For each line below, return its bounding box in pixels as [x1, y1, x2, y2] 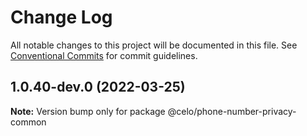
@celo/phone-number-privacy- [167, 105, 297, 117]
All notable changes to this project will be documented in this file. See [10, 39, 298, 51]
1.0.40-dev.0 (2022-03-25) [10, 79, 186, 96]
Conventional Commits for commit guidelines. [10, 49, 198, 61]
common [10, 116, 47, 128]
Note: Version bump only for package [10, 105, 166, 117]
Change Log [10, 6, 113, 29]
